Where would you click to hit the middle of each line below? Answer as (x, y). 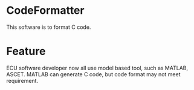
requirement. (22, 80)
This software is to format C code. (49, 27)
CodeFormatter (45, 10)
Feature (26, 51)
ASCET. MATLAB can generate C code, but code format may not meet (93, 74)
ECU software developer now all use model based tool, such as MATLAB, (97, 68)
